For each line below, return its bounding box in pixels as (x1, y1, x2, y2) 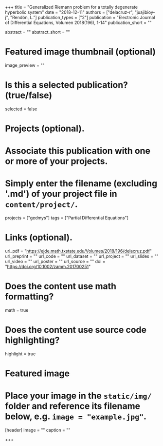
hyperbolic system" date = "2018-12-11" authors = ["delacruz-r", (5, 9, 134, 15)
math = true (5, 307, 29, 313)
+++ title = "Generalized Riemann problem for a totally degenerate (5, 4, 138, 10)
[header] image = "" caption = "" (5, 427, 71, 433)
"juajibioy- (134, 9, 155, 15)
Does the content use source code (5, 324, 147, 336)
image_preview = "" (5, 62, 45, 68)
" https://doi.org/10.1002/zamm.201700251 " (5, 264, 91, 270)
